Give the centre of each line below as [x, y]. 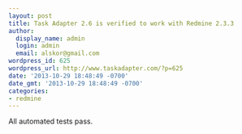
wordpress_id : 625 [39, 61]
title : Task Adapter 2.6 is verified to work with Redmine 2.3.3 [121, 23]
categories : [28, 91]
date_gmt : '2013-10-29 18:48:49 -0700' [76, 83]
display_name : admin [50, 38]
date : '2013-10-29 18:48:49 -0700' [69, 76]
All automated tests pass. [51, 121]
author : [22, 31]
